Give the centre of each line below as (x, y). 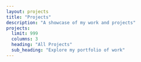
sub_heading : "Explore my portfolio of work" (68, 50)
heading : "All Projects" (42, 45)
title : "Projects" (29, 17)
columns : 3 (25, 39)
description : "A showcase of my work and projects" (71, 22)
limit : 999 (25, 34)
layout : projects (27, 12)
